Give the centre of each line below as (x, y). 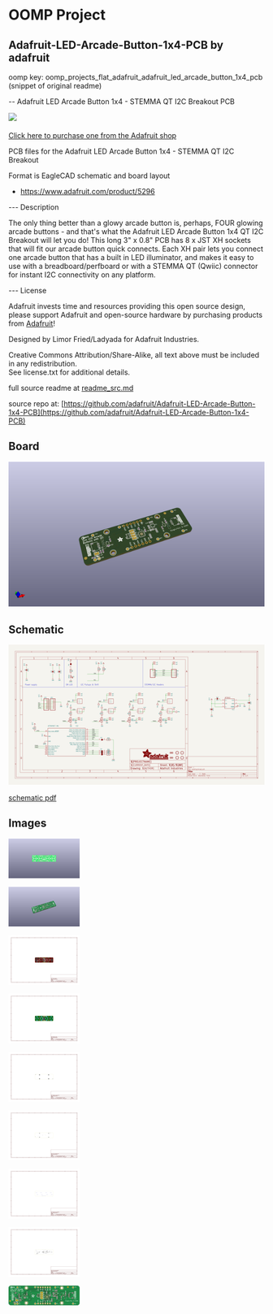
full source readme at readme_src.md (71, 388)
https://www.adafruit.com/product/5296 (88, 191)
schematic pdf (32, 797)
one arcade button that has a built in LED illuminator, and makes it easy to (131, 257)
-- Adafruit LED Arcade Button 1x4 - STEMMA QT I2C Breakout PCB (122, 102)
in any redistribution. (43, 364)
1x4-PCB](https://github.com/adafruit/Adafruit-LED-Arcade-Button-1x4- (129, 412)
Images (28, 824)
